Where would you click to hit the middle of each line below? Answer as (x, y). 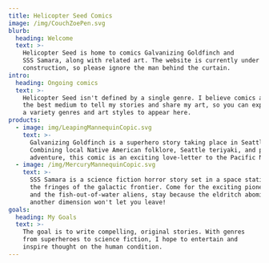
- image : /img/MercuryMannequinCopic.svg (86, 165)
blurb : (19, 30)
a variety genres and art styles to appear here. (107, 113)
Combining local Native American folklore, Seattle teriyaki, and (143, 150)
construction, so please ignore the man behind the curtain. (126, 68)
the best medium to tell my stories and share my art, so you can (136, 105)
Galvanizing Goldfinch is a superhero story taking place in (134, 142)
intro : (19, 75)
